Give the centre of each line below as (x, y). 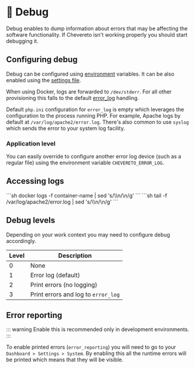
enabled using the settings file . (44, 80)
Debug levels (31, 220)
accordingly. (21, 241)
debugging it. (22, 41)
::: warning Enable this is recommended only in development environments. (98, 329)
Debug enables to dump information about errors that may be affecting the (97, 28)
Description (75, 255)
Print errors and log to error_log (75, 294)
